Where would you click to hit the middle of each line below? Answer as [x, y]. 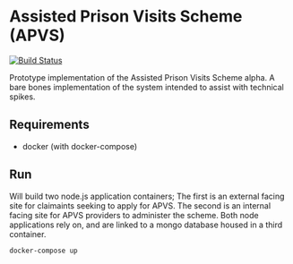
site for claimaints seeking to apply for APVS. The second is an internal [140, 205]
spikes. [22, 97]
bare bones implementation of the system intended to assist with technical [146, 87]
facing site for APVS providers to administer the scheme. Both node [134, 215]
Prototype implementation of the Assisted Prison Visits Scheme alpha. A [142, 77]
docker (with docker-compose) [80, 146]
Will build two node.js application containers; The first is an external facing [147, 196]
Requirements [49, 125]
